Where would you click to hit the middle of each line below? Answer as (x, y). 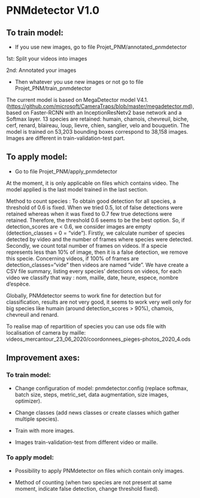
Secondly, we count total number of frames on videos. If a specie (87, 245)
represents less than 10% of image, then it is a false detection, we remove (97, 252)
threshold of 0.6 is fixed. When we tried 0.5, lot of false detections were (95, 207)
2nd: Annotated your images (41, 70)
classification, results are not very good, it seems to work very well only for (99, 302)
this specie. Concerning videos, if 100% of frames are (73, 258)
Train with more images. (45, 430)
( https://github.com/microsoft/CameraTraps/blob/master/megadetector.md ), (100, 106)
